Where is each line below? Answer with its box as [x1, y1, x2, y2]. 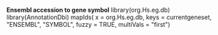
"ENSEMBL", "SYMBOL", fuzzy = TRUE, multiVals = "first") [6, 21, 171, 28]
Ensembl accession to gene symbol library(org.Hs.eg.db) [6, 6, 171, 14]
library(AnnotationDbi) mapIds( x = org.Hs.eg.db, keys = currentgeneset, [6, 13, 212, 21]
